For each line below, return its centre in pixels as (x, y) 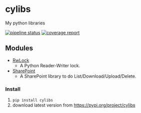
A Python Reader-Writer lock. (50, 65)
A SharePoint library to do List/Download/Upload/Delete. (78, 76)
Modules (19, 48)
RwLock (21, 60)
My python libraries (25, 23)
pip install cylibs (33, 101)
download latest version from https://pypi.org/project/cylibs (74, 105)
